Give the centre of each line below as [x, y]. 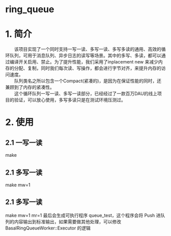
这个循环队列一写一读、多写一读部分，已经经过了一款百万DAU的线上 [86, 94]
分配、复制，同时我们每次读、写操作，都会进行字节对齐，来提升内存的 [88, 68]
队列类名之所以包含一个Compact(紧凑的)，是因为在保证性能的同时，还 [88, 81]
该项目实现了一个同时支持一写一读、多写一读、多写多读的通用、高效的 [88, 49]
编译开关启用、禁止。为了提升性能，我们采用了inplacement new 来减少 [84, 62]
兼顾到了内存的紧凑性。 [30, 87]
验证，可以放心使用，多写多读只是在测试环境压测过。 [70, 100]
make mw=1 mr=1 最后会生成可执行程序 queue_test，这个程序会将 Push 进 [83, 215]
